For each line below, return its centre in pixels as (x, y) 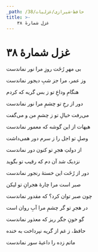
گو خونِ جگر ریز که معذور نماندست (45, 219)
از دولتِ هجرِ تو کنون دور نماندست (44, 150)
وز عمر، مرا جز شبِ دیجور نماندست (46, 81)
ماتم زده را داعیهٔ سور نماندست (41, 242)
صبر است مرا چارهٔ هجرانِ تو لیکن (44, 185)
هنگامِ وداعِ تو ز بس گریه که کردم (42, 92)
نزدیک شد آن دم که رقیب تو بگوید (43, 161)
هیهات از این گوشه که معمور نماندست (48, 127)
